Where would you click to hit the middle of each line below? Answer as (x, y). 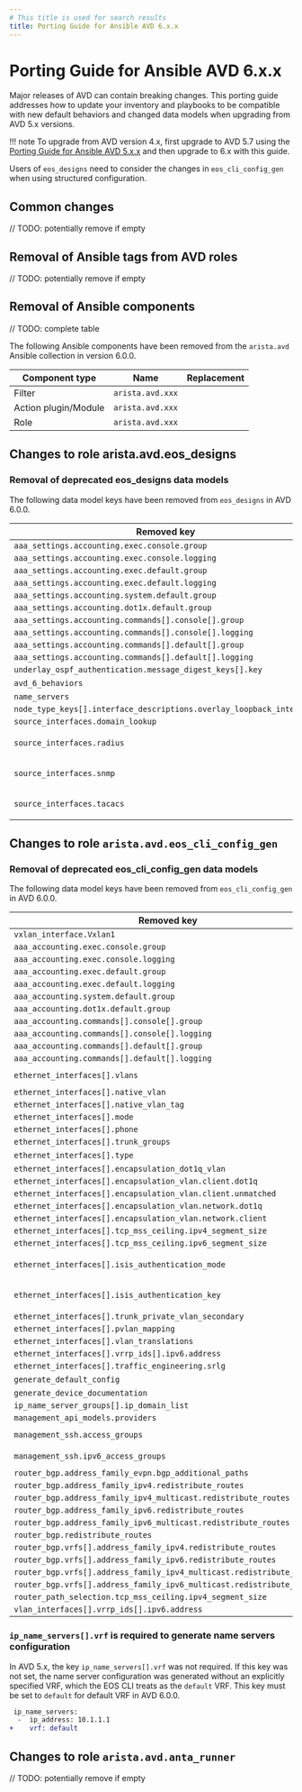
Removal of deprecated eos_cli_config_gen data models (134, 869)
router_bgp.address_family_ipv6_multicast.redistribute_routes (152, 1523)
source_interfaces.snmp (65, 773)
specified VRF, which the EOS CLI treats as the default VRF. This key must (147, 1686)
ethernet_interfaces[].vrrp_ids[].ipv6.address (118, 1354)
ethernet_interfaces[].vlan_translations (104, 1341)
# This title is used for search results (88, 18)
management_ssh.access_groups (79, 1435)
